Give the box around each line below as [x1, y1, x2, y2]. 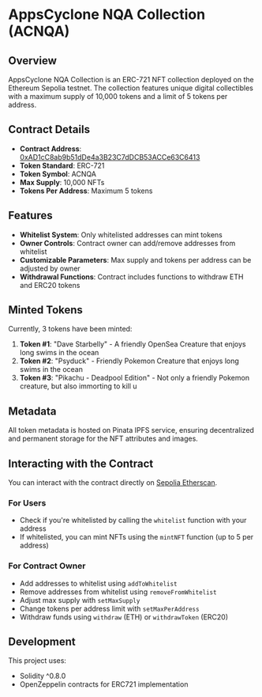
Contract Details [8, 123, 91, 136]
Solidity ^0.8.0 [19, 671, 66, 681]
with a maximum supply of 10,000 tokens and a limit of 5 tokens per [8, 92, 228, 100]
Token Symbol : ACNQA [19, 169, 97, 179]
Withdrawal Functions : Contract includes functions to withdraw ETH [19, 271, 244, 282]
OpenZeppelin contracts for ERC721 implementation [19, 680, 189, 689]
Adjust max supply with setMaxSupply [19, 595, 140, 604]
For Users [8, 497, 47, 508]
